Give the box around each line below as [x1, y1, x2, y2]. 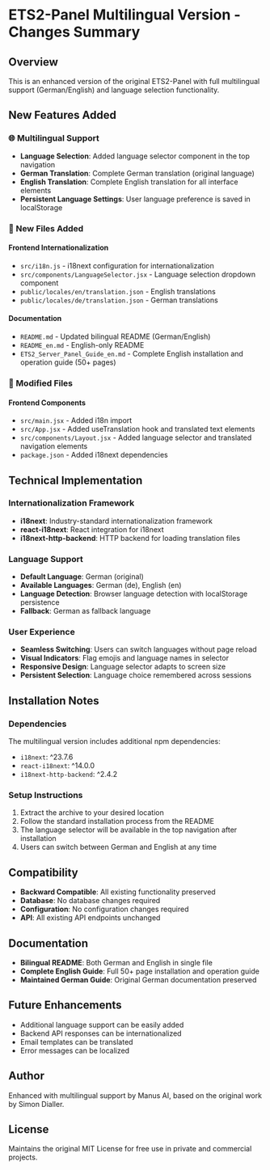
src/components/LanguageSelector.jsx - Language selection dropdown [19, 269, 256, 279]
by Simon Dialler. [8, 1099, 65, 1109]
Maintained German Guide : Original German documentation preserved [19, 975, 257, 985]
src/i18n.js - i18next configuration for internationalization [19, 260, 214, 270]
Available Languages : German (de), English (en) [19, 581, 182, 590]
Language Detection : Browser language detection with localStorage [19, 589, 248, 599]
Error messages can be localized [19, 1045, 130, 1055]
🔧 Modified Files [8, 378, 74, 389]
